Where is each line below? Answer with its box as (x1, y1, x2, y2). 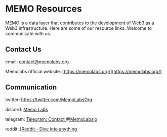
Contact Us (5, 45, 41, 54)
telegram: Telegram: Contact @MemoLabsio (5, 116, 98, 122)
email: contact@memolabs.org (5, 59, 69, 65)
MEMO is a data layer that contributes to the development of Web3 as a (5, 20, 154, 26)
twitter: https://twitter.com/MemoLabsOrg (5, 97, 93, 103)
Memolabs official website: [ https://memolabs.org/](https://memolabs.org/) (5, 68, 162, 74)
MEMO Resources (5, 3, 82, 15)
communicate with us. (5, 30, 52, 36)
